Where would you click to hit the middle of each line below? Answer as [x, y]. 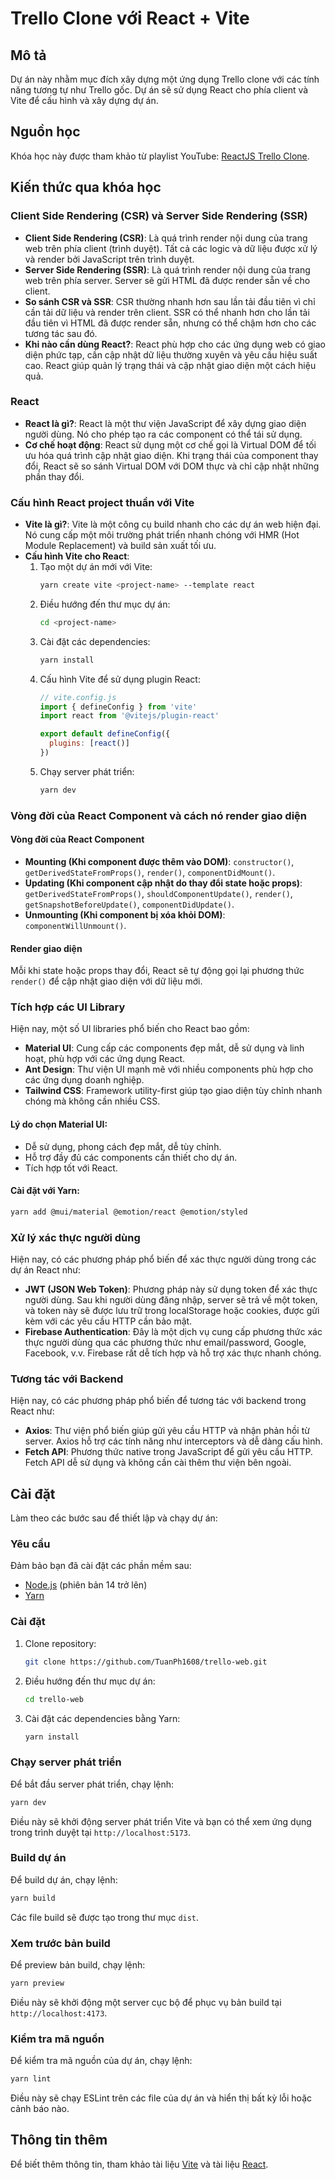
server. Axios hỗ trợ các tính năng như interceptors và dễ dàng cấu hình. [173, 1441]
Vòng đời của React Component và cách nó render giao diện [158, 815]
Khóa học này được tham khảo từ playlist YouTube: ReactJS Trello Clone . [160, 156]
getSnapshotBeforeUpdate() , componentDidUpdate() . [129, 904]
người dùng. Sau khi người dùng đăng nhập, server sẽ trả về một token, [171, 1300]
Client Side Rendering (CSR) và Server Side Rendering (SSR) [159, 216]
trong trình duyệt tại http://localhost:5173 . [101, 1832]
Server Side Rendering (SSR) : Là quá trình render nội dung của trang [167, 269]
